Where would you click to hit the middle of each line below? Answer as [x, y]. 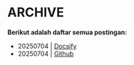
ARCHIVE [36, 12]
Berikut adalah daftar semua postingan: [67, 32]
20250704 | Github [46, 54]
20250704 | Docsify [47, 46]
